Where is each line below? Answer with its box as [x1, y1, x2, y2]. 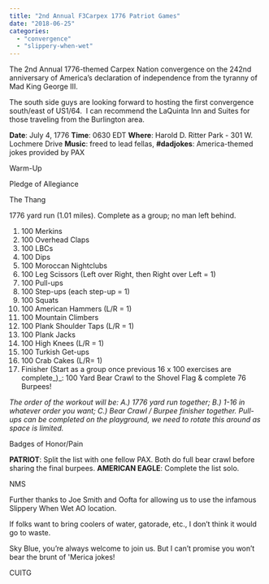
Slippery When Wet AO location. [9, 504, 117, 513]
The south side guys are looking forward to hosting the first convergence [9, 97, 254, 107]
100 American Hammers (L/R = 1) [20, 304, 132, 314]
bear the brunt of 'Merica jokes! [9, 552, 115, 562]
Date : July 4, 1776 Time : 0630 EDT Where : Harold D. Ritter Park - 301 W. [9, 131, 254, 141]
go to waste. [9, 528, 51, 538]
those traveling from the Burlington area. [9, 115, 145, 124]
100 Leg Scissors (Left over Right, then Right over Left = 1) [20, 270, 216, 279]
